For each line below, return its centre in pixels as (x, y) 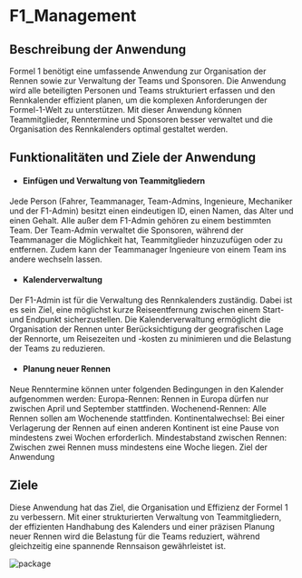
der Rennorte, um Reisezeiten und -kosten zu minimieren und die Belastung (151, 338)
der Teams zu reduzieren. (58, 348)
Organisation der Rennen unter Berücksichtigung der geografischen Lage (146, 329)
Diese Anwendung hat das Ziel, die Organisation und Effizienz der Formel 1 (149, 507)
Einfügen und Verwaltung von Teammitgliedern (114, 180)
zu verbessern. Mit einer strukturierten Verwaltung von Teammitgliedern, (146, 517)
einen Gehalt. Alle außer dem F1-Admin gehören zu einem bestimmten (141, 220)
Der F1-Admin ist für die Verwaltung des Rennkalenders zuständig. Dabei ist (151, 300)
